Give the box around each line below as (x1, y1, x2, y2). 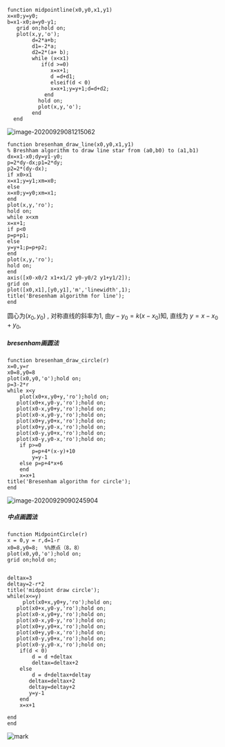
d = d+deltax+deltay (32, 672, 91, 678)
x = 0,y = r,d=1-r (7, 537, 60, 543)
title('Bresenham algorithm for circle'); (7, 478, 131, 485)
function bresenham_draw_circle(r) (7, 357, 110, 363)
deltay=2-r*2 (7, 580, 45, 588)
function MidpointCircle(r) (7, 530, 88, 538)
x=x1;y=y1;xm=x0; (7, 177, 57, 184)
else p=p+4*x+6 (19, 460, 63, 467)
